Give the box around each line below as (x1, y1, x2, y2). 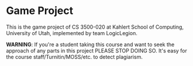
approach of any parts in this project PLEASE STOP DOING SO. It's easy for (6, 47, 187, 54)
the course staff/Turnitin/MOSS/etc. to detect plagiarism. (6, 53, 143, 60)
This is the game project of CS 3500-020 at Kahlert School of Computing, (6, 23, 184, 30)
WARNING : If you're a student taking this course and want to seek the (6, 41, 175, 48)
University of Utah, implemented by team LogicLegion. (6, 29, 137, 36)
